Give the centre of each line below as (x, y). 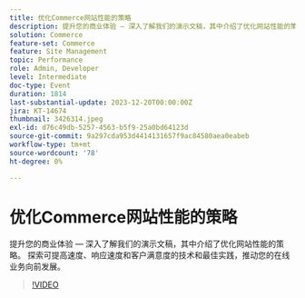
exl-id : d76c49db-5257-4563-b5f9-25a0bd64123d (99, 128)
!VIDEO (45, 285)
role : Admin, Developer (54, 69)
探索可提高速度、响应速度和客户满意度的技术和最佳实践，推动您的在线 (158, 255)
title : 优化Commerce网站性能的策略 (70, 18)
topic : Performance (46, 60)
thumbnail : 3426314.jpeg (56, 119)
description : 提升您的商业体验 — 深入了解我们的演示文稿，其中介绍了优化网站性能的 (150, 26)
